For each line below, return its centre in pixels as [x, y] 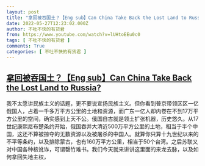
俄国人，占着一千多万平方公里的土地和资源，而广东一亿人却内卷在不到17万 [100, 111]
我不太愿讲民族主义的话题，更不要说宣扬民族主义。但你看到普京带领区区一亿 [103, 103]
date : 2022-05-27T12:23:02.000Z [47, 23]
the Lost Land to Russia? [54, 88]
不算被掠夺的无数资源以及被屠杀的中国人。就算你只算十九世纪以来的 [113, 134]
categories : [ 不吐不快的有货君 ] [46, 52]
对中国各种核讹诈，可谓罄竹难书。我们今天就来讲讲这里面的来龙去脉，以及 [100, 149]
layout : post [23, 12]
